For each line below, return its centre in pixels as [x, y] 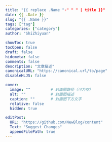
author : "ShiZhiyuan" [28, 33]
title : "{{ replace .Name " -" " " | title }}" [55, 10]
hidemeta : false [22, 57]
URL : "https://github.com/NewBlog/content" [56, 122]
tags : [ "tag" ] [20, 24]
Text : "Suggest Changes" [36, 127]
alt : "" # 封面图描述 [42, 94]
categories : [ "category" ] [32, 29]
